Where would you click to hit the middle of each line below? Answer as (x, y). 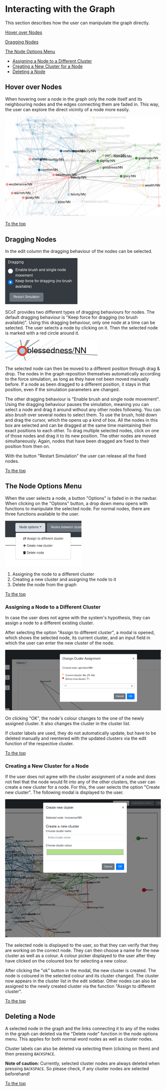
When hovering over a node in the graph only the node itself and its (74, 99)
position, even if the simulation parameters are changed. (62, 389)
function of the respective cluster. (40, 744)
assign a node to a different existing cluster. (50, 623)
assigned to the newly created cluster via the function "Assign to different (80, 986)
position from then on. (28, 446)
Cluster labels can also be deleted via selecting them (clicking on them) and (82, 1049)
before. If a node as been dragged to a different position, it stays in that (78, 384)
